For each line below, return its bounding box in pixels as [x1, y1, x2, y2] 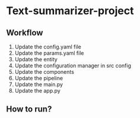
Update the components [14, 68, 74, 75]
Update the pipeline [14, 75, 63, 81]
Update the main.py [14, 81, 63, 88]
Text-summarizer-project [6, 4, 134, 18]
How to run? [6, 104, 52, 114]
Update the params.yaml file [14, 50, 84, 57]
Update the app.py [14, 87, 61, 94]
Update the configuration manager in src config [14, 62, 132, 69]
